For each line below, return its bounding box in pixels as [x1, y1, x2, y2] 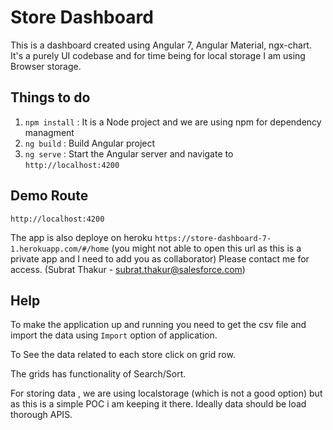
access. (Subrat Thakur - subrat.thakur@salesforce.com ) [10, 263, 246, 275]
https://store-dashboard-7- [154, 233, 272, 243]
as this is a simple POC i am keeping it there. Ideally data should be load [10, 398, 307, 410]
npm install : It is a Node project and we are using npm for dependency [24, 116, 322, 128]
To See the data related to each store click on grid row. [10, 349, 236, 361]
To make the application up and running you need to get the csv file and [10, 319, 307, 331]
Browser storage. [10, 60, 82, 72]
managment [24, 126, 75, 138]
